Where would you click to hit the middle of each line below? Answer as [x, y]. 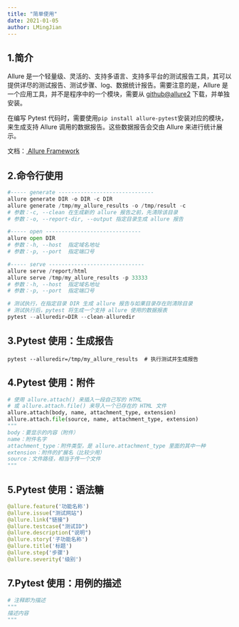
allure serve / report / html [47, 271]
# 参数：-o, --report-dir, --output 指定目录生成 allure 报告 [95, 219]
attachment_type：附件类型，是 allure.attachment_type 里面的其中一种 [107, 446]
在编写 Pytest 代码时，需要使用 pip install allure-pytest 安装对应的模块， [117, 118]
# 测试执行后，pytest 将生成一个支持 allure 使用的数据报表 [87, 310]
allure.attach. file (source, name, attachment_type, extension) [103, 420]
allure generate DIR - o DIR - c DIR [60, 199]
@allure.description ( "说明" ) [49, 533]
